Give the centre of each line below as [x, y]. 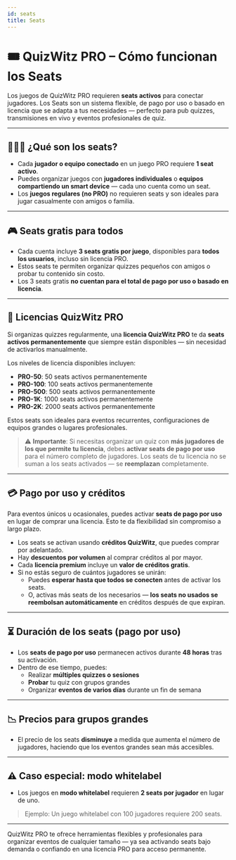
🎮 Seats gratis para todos [65, 230]
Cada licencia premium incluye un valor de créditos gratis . [104, 564]
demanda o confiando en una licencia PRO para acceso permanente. [107, 849]
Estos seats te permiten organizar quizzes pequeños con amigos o [114, 266]
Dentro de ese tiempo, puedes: [62, 667]
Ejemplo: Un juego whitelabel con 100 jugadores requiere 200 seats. [123, 814]
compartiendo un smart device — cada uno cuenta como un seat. [114, 186]
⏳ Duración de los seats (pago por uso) [94, 632]
